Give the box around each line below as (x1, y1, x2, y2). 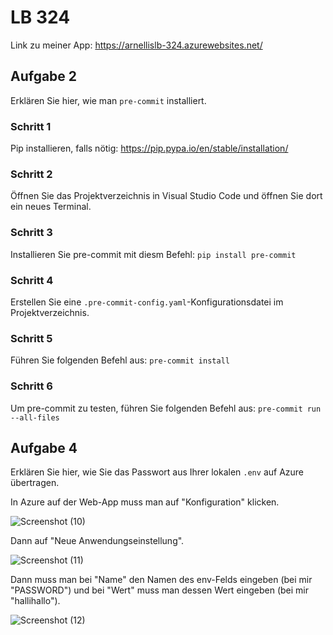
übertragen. (10, 477, 60, 489)
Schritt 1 (10, 119, 52, 133)
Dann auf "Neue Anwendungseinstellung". (10, 535, 185, 547)
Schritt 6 (10, 379, 53, 393)
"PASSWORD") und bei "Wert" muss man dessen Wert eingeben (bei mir (10, 584, 309, 596)
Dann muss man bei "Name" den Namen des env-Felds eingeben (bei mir (10, 574, 313, 586)
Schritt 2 (10, 167, 53, 181)
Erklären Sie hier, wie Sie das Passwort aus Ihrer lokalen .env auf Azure (10, 466, 305, 478)
